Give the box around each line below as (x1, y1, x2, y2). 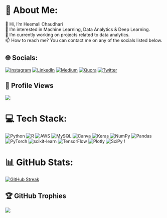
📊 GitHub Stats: (5, 156, 74, 168)
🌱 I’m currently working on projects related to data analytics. (5, 31, 130, 37)
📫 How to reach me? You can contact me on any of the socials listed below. (5, 37, 162, 43)
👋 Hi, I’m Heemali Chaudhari (5, 21, 63, 27)
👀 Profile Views (5, 81, 54, 90)
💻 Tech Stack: (5, 112, 67, 124)
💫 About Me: (5, 4, 58, 16)
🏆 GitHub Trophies (5, 191, 67, 200)
